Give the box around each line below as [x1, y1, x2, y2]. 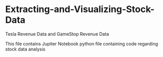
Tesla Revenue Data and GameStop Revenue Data [5, 31, 109, 37]
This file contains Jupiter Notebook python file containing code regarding [5, 40, 158, 46]
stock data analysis [5, 46, 46, 52]
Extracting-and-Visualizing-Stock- [5, 4, 155, 15]
